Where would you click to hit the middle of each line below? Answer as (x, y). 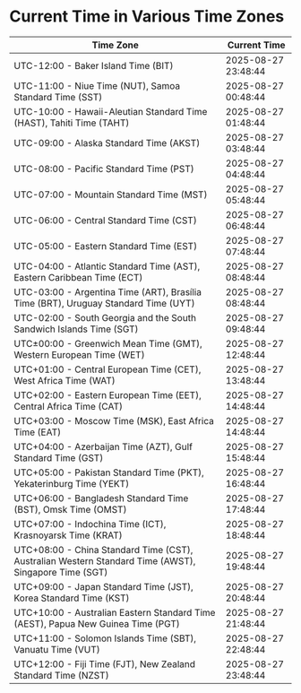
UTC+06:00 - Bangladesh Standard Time (101, 498)
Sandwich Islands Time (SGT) (76, 329)
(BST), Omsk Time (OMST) (70, 509)
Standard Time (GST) (59, 457)
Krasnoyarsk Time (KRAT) (68, 535)
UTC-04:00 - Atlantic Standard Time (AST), (107, 266)
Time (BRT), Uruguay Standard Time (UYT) (104, 303)
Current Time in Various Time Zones (147, 17)
